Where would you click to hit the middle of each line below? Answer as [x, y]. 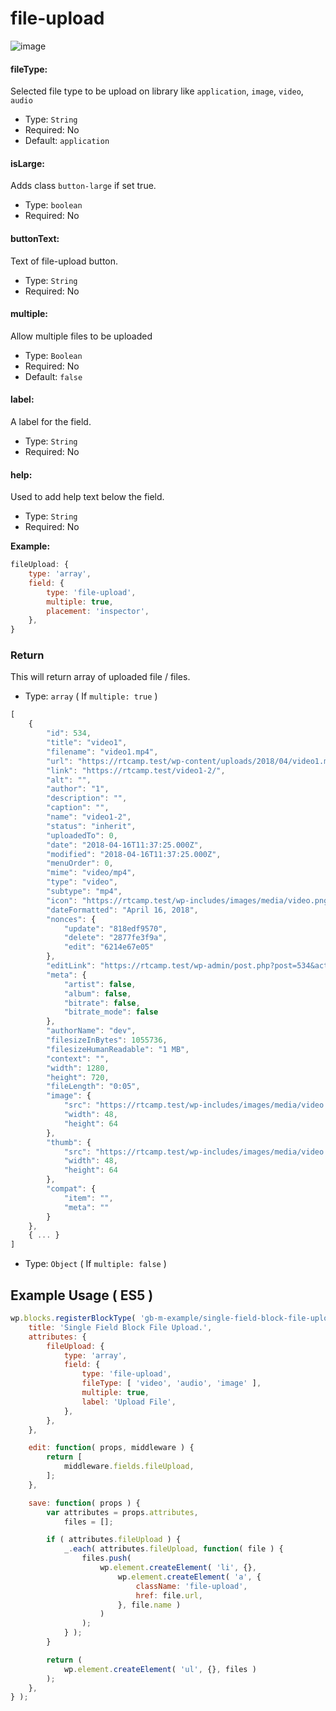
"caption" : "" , [78, 808]
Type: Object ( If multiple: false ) [95, 1264]
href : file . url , [169, 1595]
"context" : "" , [78, 1058]
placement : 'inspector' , [98, 611]
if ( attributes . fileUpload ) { [114, 1540]
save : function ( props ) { [84, 1503]
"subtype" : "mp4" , [84, 892]
